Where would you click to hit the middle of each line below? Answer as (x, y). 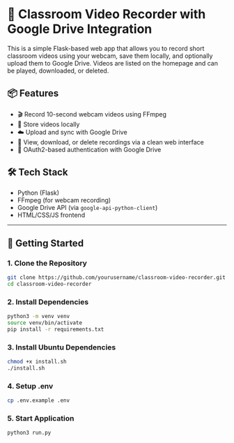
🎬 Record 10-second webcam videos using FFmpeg (92, 114)
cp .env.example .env (39, 400)
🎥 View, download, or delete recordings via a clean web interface (110, 142)
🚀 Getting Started (46, 243)
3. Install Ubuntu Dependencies (62, 347)
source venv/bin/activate (45, 323)
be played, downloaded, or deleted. (58, 70)
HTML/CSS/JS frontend (51, 215)
